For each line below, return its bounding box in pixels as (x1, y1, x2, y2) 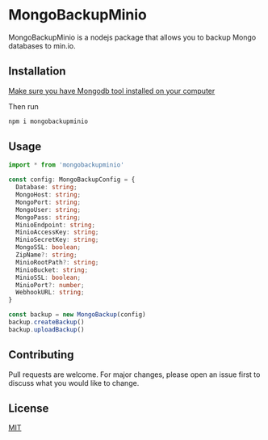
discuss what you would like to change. (8, 378, 140, 387)
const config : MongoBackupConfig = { (8, 176, 136, 184)
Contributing (8, 348, 74, 362)
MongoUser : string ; (15, 205, 82, 214)
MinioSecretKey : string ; (15, 236, 99, 244)
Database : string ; (15, 184, 78, 192)
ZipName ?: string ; (15, 251, 78, 260)
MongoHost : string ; (15, 191, 82, 199)
